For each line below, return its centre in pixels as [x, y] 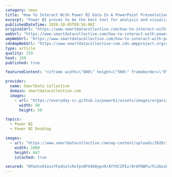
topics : [14, 119]
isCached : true [31, 157]
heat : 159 [16, 58]
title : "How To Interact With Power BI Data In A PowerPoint [72, 15]
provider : [16, 81]
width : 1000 [27, 148]
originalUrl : [19, 29]
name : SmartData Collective [40, 86]
